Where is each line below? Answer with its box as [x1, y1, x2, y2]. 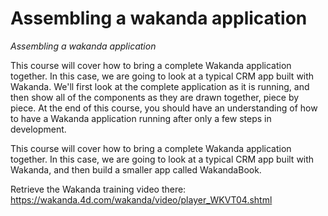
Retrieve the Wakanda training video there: [10, 183, 187, 195]
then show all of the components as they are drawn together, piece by [10, 91, 300, 103]
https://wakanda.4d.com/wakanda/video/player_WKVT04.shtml [10, 193, 273, 206]
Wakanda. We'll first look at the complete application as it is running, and [10, 80, 310, 92]
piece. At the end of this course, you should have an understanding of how [10, 102, 318, 114]
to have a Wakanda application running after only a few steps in [10, 112, 272, 124]
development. [10, 123, 67, 135]
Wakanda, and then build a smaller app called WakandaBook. [10, 163, 262, 176]
